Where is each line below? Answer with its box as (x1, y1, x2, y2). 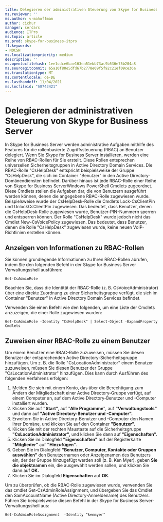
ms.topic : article (5, 35, 42, 39)
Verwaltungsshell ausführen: (5, 267, 62, 273)
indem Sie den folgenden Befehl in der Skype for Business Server (5, 262, 136, 268)
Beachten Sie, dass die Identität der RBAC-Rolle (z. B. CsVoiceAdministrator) (5, 285, 159, 291)
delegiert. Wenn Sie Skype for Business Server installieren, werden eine (5, 152, 149, 158)
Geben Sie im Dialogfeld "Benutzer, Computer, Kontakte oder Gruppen (12, 447, 157, 453)
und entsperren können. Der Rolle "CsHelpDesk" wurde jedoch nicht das (5, 214, 151, 220)
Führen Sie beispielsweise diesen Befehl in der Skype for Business (5, 498, 139, 504)
